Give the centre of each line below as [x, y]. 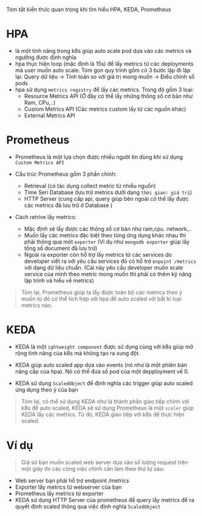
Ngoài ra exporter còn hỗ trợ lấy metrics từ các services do [98, 254]
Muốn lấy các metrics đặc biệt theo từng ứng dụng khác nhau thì [105, 235]
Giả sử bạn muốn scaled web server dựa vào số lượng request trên [104, 462]
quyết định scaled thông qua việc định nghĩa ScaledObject [88, 506]
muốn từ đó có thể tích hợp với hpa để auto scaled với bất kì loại [101, 299]
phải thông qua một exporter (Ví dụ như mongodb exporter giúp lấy [107, 242]
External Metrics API [50, 115]
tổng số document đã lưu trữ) [61, 248]
